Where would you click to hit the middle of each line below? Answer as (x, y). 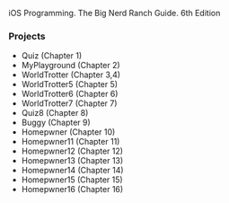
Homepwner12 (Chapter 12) (72, 151)
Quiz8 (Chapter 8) (55, 113)
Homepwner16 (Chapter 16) (72, 190)
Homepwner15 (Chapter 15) (72, 180)
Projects (27, 36)
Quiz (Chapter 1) (52, 56)
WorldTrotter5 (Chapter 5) (70, 84)
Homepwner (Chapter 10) (68, 132)
